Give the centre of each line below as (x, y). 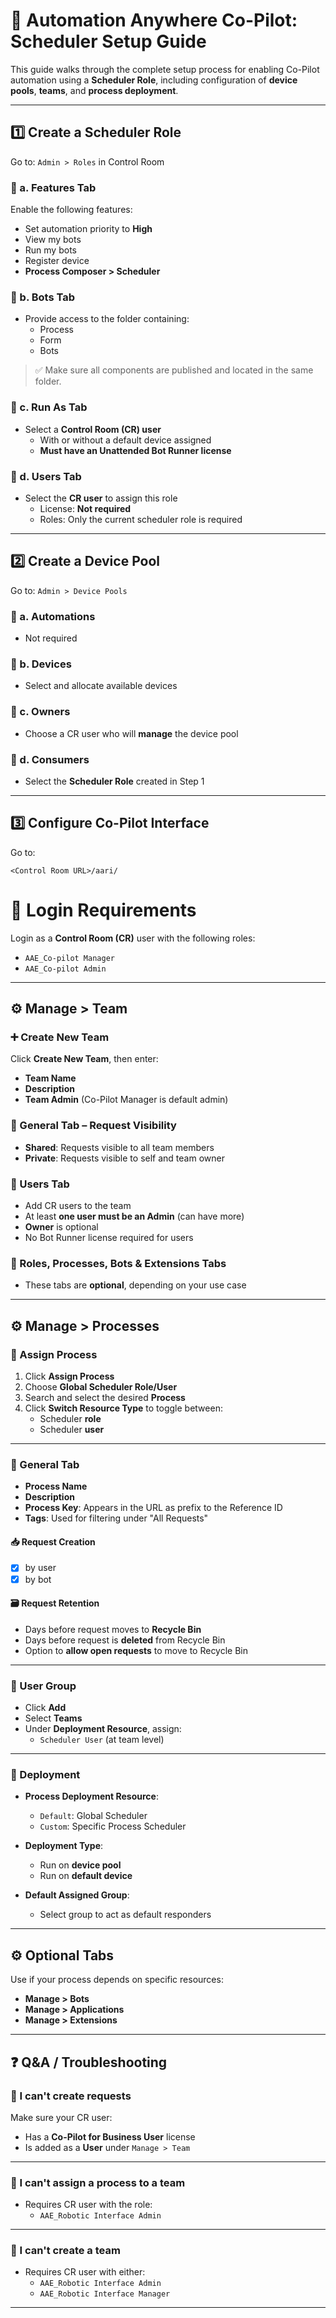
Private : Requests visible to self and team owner (124, 1158)
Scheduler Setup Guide (108, 41)
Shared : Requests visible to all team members (119, 1147)
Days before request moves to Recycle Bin (113, 1629)
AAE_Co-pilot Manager (69, 958)
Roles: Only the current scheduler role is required (141, 519)
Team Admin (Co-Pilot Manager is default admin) (126, 1100)
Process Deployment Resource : (91, 1796)
